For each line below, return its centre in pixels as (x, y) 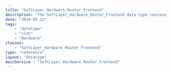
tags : (11, 24)
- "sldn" (24, 33)
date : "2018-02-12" (26, 19)
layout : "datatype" (26, 57)
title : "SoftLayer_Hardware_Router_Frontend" (55, 10)
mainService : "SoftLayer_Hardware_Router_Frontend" (63, 62)
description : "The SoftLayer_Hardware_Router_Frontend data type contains (87, 15)
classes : (15, 43)
